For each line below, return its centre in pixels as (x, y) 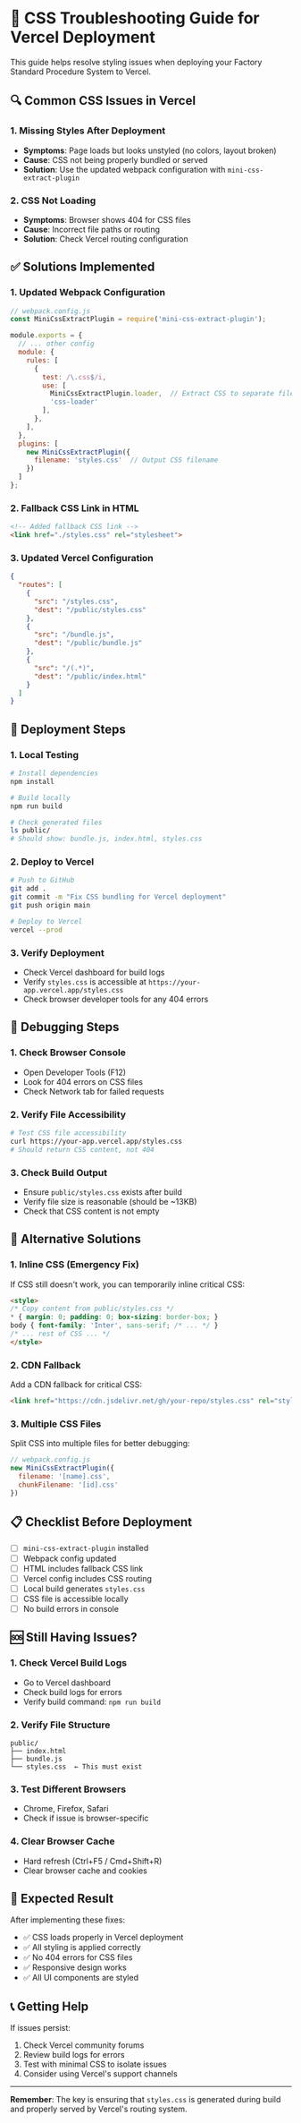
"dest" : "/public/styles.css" (90, 610)
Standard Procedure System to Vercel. (80, 72)
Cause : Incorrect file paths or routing (91, 229)
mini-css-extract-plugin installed (86, 1548)
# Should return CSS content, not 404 (82, 1149)
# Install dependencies (54, 773)
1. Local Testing (45, 755)
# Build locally (40, 797)
